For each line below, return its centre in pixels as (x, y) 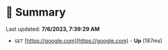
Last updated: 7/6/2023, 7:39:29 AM (53, 29)
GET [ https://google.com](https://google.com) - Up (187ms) (88, 40)
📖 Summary (36, 12)
